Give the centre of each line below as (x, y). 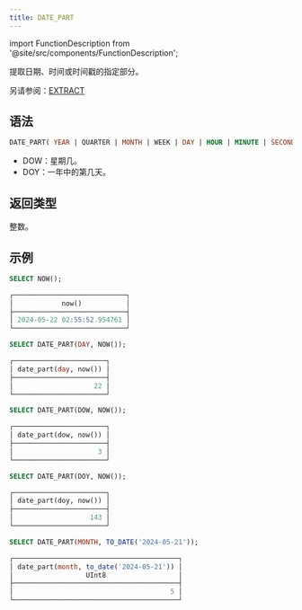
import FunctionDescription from (70, 43)
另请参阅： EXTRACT (47, 90)
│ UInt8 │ (96, 575)
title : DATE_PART (42, 18)
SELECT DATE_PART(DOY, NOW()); (68, 476)
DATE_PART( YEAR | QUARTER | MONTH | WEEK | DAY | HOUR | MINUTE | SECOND (152, 143)
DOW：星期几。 (52, 161)
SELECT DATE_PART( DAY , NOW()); (68, 345)
